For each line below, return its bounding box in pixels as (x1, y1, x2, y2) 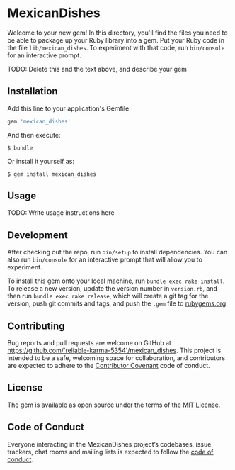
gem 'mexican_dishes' (7, 118, 71, 125)
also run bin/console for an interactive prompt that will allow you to (7, 255, 203, 264)
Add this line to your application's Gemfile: (7, 104, 131, 113)
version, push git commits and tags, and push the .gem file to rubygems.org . (7, 299, 229, 308)
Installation (7, 85, 58, 97)
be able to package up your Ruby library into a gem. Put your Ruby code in (7, 35, 225, 44)
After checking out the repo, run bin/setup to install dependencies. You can (7, 248, 228, 257)
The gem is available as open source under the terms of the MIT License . (7, 401, 221, 409)
